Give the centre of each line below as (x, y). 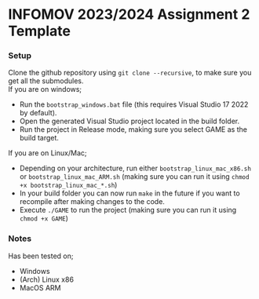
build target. (39, 138)
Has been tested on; (41, 256)
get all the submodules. (46, 81)
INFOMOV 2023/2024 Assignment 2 (129, 15)
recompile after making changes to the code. (92, 202)
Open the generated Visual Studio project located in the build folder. (129, 121)
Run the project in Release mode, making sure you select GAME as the (133, 129)
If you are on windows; (45, 89)
